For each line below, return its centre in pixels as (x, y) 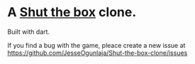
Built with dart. (29, 32)
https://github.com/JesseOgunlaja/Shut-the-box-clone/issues (97, 53)
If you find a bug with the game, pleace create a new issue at (96, 45)
